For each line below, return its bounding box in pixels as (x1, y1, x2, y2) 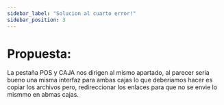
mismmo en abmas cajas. (7, 91, 79, 99)
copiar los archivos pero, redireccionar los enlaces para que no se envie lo (7, 83, 218, 91)
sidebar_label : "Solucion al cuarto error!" (7, 10, 136, 17)
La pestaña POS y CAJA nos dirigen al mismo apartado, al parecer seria (7, 69, 210, 77)
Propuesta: (7, 46, 72, 62)
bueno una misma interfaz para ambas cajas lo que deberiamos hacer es (7, 76, 213, 84)
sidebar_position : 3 (7, 16, 66, 23)
